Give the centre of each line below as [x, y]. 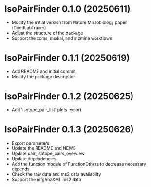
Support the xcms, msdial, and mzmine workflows [62, 38]
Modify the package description [44, 76]
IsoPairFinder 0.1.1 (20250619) [67, 58]
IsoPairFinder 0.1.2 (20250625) [69, 96]
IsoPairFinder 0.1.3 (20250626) [69, 129]
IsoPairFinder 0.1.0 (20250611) [67, 9]
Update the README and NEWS [44, 148]
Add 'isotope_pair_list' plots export [46, 110]
